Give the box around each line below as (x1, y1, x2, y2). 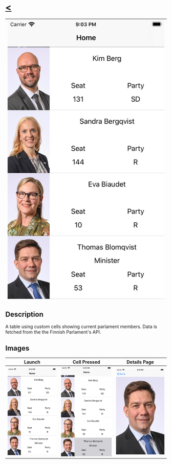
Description (5, 310, 44, 318)
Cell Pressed (72, 359, 101, 365)
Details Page (126, 359, 155, 365)
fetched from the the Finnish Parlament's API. (5, 329, 101, 335)
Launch (24, 359, 40, 365)
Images (5, 344, 30, 353)
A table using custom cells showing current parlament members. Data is (5, 323, 157, 330)
